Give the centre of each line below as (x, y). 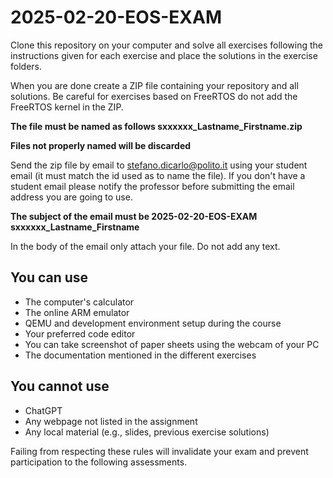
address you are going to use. (71, 197)
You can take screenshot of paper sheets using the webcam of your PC (172, 344)
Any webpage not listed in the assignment (111, 421)
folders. (26, 66)
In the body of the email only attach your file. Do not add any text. (145, 246)
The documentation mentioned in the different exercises (140, 355)
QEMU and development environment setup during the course (153, 323)
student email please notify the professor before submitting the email (152, 186)
